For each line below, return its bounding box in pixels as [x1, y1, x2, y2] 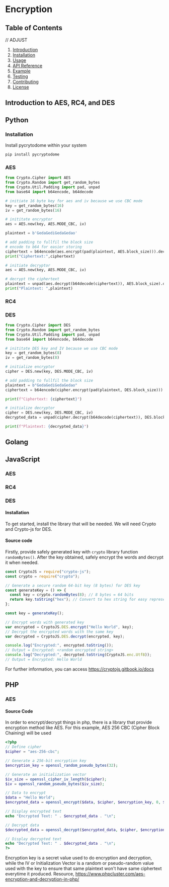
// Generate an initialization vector [5, 772, 87, 777]
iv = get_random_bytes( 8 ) [5, 355, 59, 360]
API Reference [12, 63, 43, 68]
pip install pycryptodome [5, 152, 59, 157]
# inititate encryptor [5, 217, 53, 222]
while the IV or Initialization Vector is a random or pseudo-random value [5, 860, 154, 866]
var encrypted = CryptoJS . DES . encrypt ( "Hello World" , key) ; [5, 624, 134, 629]
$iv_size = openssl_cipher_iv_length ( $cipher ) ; [5, 776, 107, 782]
